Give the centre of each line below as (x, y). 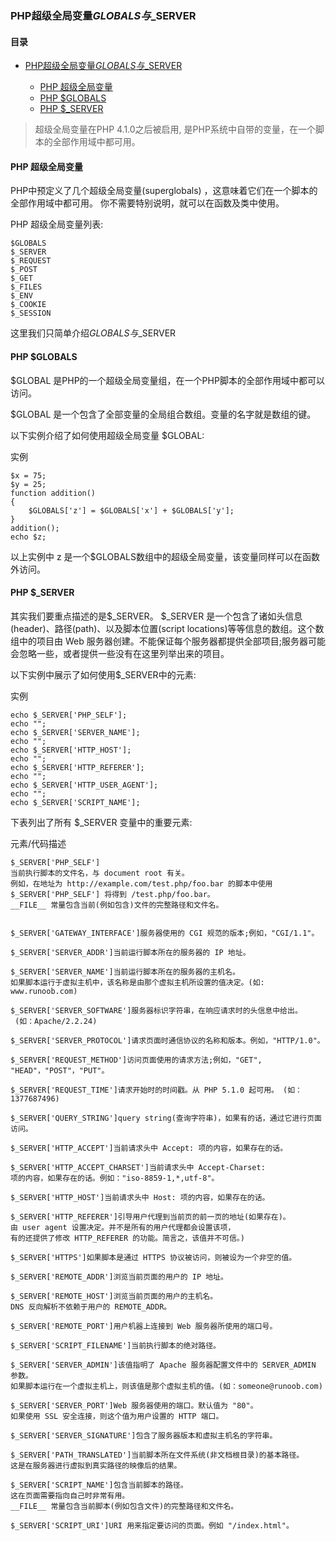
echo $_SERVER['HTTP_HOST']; (71, 750)
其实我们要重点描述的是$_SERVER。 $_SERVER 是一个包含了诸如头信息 (156, 616)
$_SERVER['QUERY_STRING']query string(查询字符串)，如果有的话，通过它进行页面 (166, 1118)
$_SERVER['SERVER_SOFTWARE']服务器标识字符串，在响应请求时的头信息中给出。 (156, 1010)
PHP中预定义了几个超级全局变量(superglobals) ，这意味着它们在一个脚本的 (164, 191)
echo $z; (28, 537)
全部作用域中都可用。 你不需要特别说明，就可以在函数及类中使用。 (147, 203)
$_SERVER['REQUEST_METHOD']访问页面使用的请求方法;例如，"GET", (136, 1060)
